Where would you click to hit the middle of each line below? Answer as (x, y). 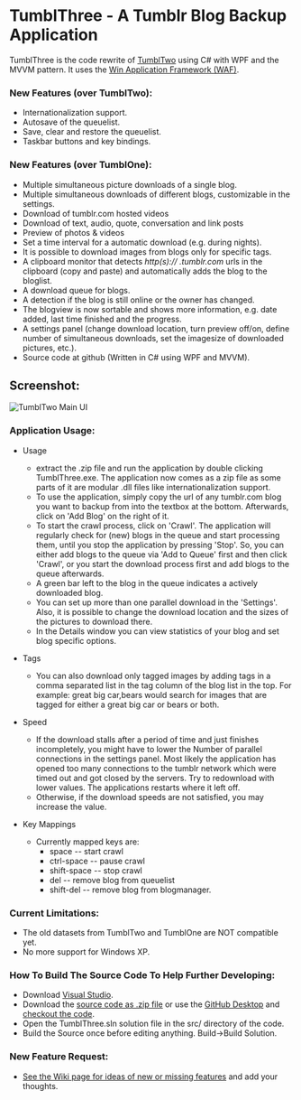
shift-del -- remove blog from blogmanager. (130, 890)
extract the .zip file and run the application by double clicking (150, 468)
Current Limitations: (55, 913)
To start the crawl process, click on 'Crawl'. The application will (153, 526)
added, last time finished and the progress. (102, 319)
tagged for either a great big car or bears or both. (128, 704)
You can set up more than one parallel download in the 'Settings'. (156, 602)
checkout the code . (58, 1014)
